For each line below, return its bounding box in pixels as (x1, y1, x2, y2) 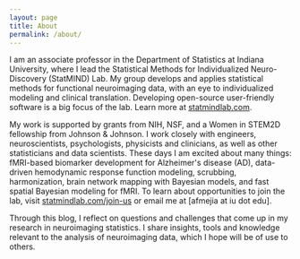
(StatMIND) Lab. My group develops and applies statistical (48, 73, 264, 84)
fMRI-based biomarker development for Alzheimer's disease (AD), (9, 158, 253, 168)
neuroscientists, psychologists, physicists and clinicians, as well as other (9, 138, 278, 149)
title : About (9, 22, 58, 30)
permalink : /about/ (9, 30, 82, 39)
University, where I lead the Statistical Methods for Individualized (9, 64, 249, 74)
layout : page (9, 13, 58, 22)
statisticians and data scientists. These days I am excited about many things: (9, 148, 292, 159)
